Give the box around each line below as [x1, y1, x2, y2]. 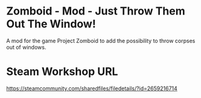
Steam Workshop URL [6, 65, 118, 79]
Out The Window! [6, 17, 97, 31]
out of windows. [6, 44, 46, 51]
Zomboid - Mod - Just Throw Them [6, 4, 185, 18]
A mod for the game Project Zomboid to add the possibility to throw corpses [6, 37, 196, 44]
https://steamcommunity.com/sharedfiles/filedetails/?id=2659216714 [6, 85, 178, 92]
